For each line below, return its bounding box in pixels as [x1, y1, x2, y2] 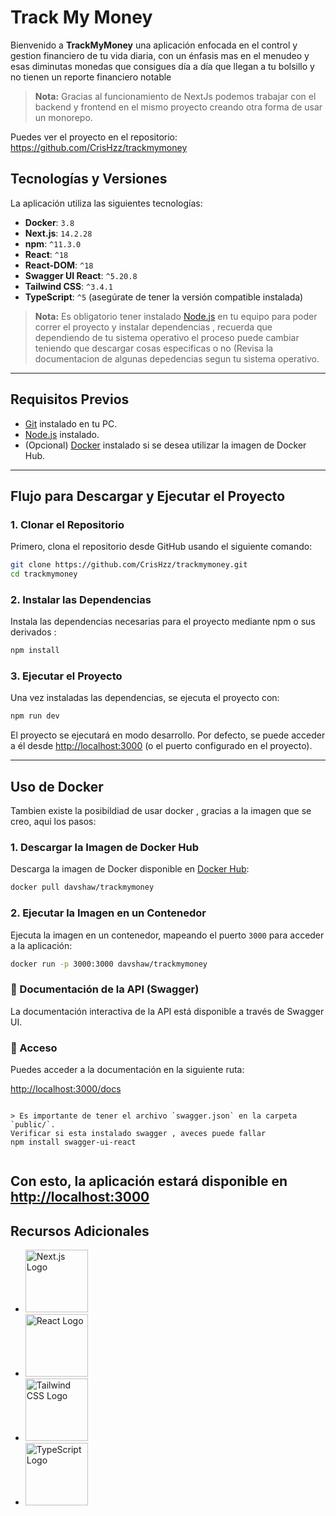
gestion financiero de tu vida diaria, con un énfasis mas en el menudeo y [10, 49, 310, 61]
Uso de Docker [10, 778, 104, 795]
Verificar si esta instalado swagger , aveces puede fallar [10, 1129, 267, 1139]
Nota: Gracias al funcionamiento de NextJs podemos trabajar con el [34, 90, 317, 102]
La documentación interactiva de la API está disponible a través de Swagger [10, 1005, 325, 1017]
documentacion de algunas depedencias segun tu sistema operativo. [34, 352, 320, 365]
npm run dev [10, 711, 60, 721]
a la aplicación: [10, 939, 73, 951]
